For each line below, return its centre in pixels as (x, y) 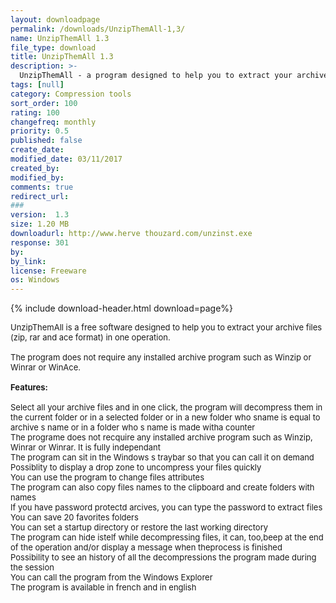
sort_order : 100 (44, 103)
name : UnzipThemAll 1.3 (60, 38)
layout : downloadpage (55, 19)
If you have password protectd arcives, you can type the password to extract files (166, 507)
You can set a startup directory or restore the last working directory (139, 527)
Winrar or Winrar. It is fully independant (85, 447)
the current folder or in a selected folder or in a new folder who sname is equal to (165, 417)
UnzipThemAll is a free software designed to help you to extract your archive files (166, 327)
